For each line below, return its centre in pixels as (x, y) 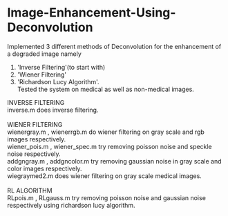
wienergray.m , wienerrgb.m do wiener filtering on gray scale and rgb (106, 132)
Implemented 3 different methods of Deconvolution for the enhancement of (114, 46)
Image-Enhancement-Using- (92, 13)
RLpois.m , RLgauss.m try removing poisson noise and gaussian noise (106, 197)
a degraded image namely (44, 54)
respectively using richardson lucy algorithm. (72, 205)
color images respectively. (45, 168)
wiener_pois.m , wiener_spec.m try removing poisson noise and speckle (110, 146)
